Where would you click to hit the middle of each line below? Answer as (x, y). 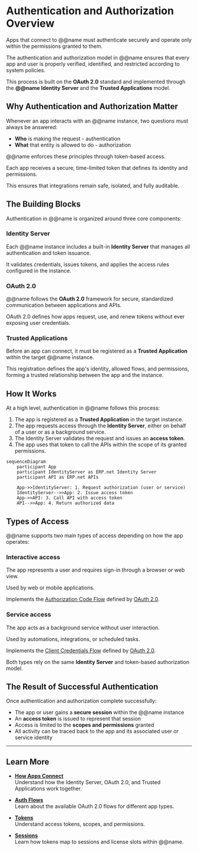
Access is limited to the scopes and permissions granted (84, 725)
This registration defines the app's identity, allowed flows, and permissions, (98, 369)
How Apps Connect (39, 776)
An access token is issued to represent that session (78, 719)
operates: (18, 542)
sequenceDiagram (26, 462)
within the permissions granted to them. (55, 46)
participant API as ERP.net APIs (58, 478)
